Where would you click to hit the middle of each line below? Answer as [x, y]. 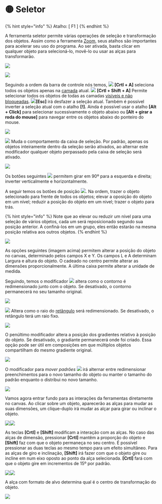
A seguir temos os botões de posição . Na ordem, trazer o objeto [72, 191]
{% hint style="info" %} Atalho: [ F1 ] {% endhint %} [57, 26]
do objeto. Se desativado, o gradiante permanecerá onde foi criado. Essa [78, 340]
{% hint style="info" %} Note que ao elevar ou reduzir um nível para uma [78, 216]
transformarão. [20, 56]
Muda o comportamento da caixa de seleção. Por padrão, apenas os [80, 141]
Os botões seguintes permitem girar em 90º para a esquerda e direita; [78, 176]
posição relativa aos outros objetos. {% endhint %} [56, 232]
